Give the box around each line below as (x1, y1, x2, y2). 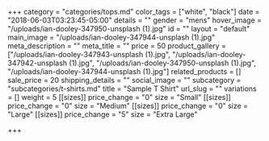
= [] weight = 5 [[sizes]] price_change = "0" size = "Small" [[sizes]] (7, 93, 231, 102)
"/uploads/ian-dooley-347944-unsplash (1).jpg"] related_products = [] (7, 67, 242, 76)
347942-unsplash (7, 58, 68, 68)
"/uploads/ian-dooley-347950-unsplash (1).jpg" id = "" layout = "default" (7, 24, 250, 33)
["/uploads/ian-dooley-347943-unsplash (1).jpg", (7, 50, 171, 59)
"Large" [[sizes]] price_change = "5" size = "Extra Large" (7, 110, 199, 119)
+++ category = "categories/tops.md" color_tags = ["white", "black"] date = (7, 7, 260, 16)
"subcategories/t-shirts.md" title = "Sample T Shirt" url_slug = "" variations (7, 84, 257, 93)
